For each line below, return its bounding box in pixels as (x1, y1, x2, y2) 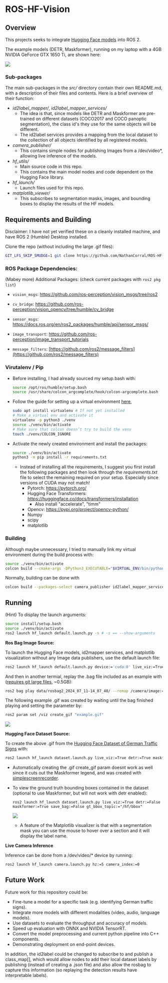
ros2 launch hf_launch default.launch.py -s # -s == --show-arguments (5, 630, 155, 635)
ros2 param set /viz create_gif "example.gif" (5, 712, 104, 717)
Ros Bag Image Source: (5, 639, 54, 645)
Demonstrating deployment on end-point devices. (12, 941, 115, 947)
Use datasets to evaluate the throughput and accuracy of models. (12, 920, 148, 926)
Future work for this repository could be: (5, 889, 88, 895)
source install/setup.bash (5, 621, 61, 626)
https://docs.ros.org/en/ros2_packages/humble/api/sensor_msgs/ (12, 321, 148, 327)
